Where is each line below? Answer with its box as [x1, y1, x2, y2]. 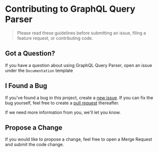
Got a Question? [5, 49, 55, 58]
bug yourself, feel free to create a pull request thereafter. [5, 100, 120, 106]
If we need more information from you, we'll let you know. [5, 109, 121, 115]
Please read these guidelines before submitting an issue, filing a [17, 30, 146, 36]
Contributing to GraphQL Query [5, 3, 135, 15]
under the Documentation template [5, 67, 73, 73]
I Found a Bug [5, 82, 47, 90]
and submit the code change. [5, 142, 65, 148]
